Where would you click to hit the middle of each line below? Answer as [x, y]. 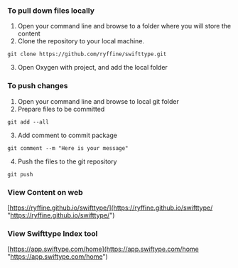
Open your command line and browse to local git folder [98, 101]
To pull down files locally [51, 11]
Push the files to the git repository [67, 161]
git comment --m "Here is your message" [68, 148]
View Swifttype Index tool [53, 233]
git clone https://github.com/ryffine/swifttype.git [87, 54]
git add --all [28, 122]
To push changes [38, 86]
